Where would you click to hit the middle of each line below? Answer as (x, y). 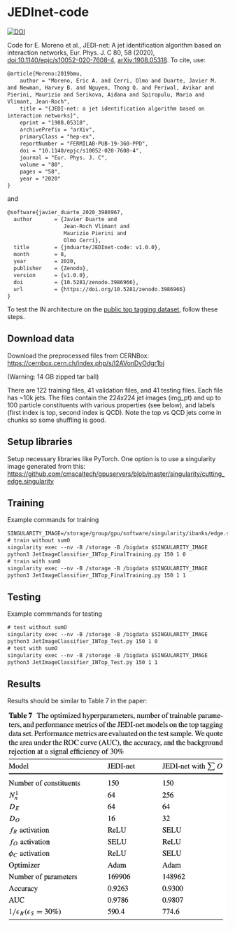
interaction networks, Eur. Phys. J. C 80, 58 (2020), (81, 52)
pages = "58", (40, 171)
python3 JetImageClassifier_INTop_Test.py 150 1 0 (83, 642)
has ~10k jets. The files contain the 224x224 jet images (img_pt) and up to (114, 397)
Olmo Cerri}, (82, 240)
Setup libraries (40, 442)
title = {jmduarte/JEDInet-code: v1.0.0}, (87, 247)
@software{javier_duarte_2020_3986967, (65, 212)
